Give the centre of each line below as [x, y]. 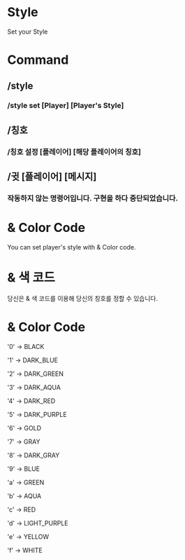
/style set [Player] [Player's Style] [66, 106]
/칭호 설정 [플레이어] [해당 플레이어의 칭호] [74, 151]
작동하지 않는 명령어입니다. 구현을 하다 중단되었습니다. [93, 198]
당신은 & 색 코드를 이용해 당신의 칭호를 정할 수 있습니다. [83, 298]
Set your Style [28, 32]
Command [38, 60]
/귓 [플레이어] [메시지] [52, 177]
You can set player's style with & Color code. [72, 247]
